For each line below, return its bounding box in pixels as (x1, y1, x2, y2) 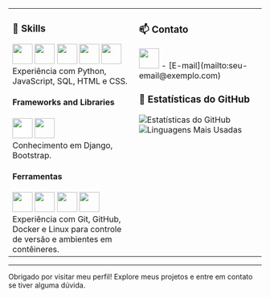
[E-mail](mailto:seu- (168, 59, 248, 71)
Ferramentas (12, 170, 63, 182)
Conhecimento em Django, (12, 140, 113, 151)
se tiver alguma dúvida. (8, 280, 86, 290)
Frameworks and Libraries (12, 96, 115, 108)
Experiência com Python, (12, 65, 107, 76)
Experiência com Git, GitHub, (12, 214, 121, 225)
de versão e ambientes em (12, 234, 112, 245)
